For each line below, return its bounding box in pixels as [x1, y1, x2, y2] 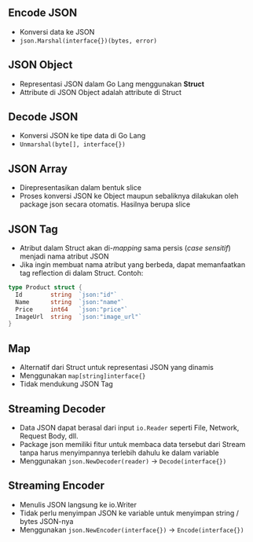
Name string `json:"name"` [15, 298, 125, 306]
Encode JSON [8, 6, 77, 20]
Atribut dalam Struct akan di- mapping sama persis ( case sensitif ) [19, 244, 232, 253]
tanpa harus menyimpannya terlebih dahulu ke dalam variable [19, 448, 219, 457]
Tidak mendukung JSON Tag [19, 379, 114, 389]
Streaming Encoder [8, 479, 104, 493]
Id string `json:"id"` [15, 291, 118, 298]
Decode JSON [8, 110, 79, 124]
